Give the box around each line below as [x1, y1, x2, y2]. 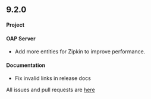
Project [6, 21, 25, 28]
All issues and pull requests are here [6, 86, 95, 94]
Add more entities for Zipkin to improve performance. [14, 48, 146, 55]
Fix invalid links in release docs [14, 75, 91, 82]
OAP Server [6, 35, 36, 42]
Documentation [6, 62, 46, 69]
